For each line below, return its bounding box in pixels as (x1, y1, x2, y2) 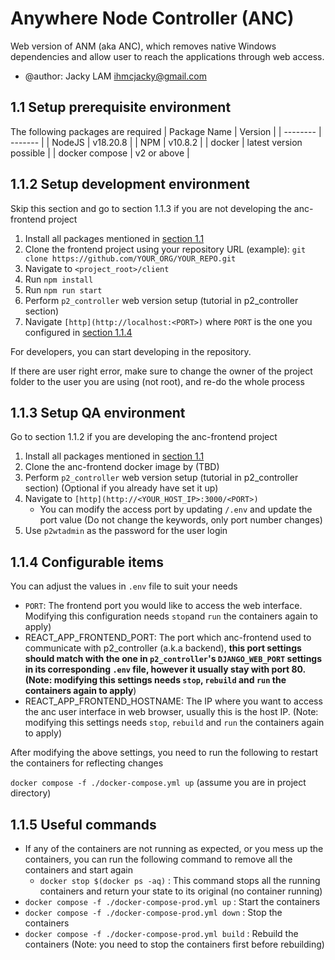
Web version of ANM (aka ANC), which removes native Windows (10, 40, 277, 52)
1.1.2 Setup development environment (10, 176, 250, 193)
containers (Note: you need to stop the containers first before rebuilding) (24, 938, 325, 950)
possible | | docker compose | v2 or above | (10, 147, 190, 159)
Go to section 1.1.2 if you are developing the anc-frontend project (10, 431, 278, 443)
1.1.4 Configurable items (10, 553, 164, 571)
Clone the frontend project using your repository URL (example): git (24, 243, 307, 255)
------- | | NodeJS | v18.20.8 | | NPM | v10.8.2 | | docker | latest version (10, 136, 303, 148)
